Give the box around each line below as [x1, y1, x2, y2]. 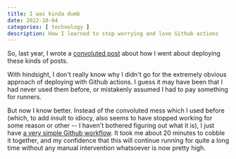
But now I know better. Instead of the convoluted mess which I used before [7, 106, 225, 115]
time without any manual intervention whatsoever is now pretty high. [7, 144, 206, 152]
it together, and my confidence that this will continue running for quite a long [7, 136, 230, 145]
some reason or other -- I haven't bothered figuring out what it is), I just [7, 121, 215, 130]
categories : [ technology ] [7, 23, 90, 30]
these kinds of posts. [7, 57, 68, 65]
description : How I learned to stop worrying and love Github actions [7, 30, 219, 37]
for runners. [7, 93, 42, 101]
